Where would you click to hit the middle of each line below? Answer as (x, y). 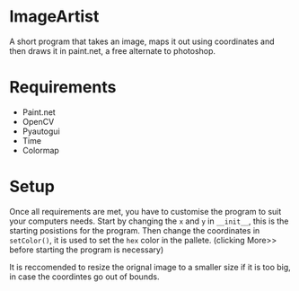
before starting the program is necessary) (87, 250)
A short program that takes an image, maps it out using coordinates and (142, 41)
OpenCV (38, 121)
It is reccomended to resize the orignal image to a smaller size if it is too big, (150, 267)
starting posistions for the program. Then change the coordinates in (135, 230)
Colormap (41, 150)
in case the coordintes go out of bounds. (84, 277)
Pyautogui (41, 131)
